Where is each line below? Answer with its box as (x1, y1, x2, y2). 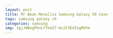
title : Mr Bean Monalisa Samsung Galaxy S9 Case (5, 12, 108, 17)
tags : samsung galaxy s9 (5, 16, 57, 21)
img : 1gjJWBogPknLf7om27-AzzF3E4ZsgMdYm (5, 26, 91, 31)
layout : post (5, 7, 32, 12)
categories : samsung (5, 21, 48, 26)
